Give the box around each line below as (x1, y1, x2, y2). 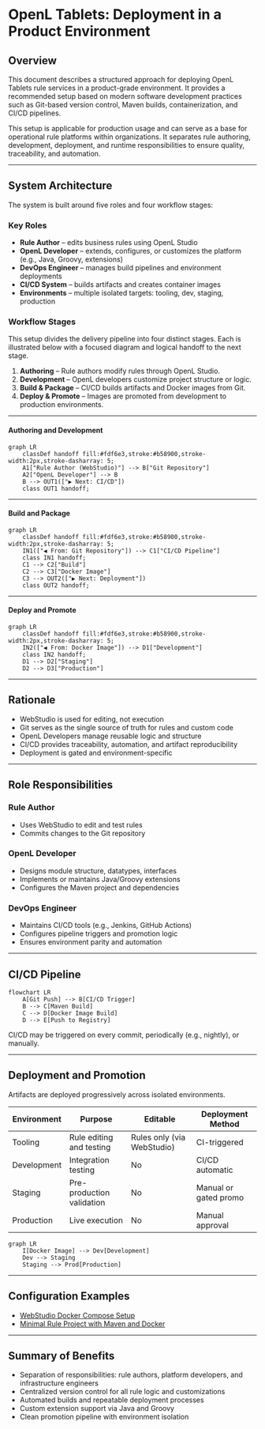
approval (196, 1220, 229, 1231)
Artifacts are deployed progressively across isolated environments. (8, 1089, 226, 1099)
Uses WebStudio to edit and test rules (19, 820, 144, 829)
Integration (69, 1154, 110, 1165)
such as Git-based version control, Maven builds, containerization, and (8, 100, 238, 109)
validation (69, 1197, 106, 1208)
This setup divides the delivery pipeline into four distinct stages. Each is (8, 334, 242, 344)
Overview (8, 54, 58, 67)
